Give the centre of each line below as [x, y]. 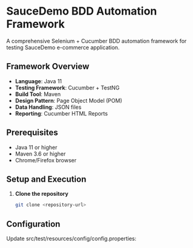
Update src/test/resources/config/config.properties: [71, 239]
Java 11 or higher [36, 147]
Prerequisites [32, 133]
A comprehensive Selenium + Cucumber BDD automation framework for [96, 41]
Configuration [33, 224]
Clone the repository [42, 194]
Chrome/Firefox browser [46, 160]
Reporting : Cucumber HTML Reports [61, 113]
